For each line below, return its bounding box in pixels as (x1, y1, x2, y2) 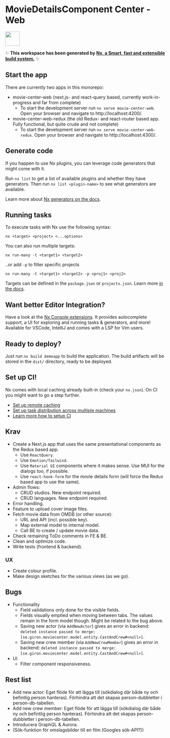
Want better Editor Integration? (5, 300, 106, 309)
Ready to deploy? (5, 340, 62, 348)
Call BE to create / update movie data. (20, 527, 99, 533)
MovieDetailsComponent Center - (5, 4, 151, 15)
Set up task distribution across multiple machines (12, 407, 116, 413)
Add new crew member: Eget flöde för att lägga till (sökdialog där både (12, 705, 161, 711)
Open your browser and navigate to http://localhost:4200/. (20, 110, 143, 116)
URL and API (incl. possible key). (20, 516, 89, 522)
